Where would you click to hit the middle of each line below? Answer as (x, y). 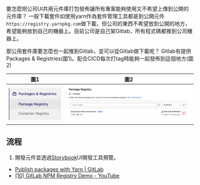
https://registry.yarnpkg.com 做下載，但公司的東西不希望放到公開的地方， (98, 23)
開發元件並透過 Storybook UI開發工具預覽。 (67, 157)
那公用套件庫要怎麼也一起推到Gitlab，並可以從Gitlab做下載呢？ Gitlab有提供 (99, 51)
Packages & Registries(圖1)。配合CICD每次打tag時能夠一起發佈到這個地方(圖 (100, 59)
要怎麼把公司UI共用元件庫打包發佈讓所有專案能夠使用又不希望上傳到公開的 (98, 9)
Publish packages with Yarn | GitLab (59, 169)
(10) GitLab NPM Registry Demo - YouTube (67, 175)
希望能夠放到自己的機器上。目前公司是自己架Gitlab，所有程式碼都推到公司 (97, 31)
